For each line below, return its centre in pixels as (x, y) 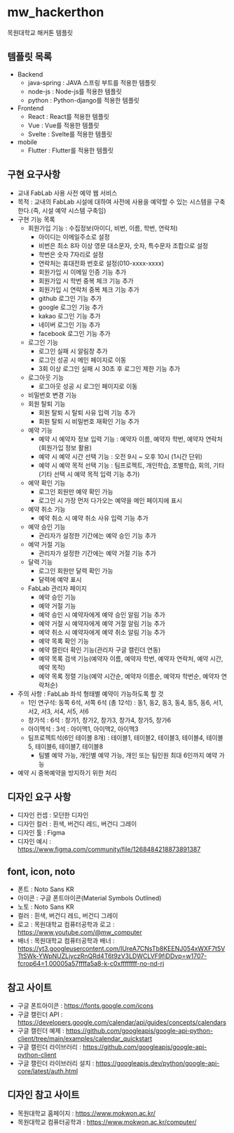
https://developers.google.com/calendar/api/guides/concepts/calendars (122, 1022)
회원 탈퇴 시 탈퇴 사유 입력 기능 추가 (87, 413)
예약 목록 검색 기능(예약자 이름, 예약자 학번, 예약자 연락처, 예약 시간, (131, 659)
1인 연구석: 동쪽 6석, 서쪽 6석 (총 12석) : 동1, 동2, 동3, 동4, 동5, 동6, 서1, (125, 702)
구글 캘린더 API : (40, 1014)
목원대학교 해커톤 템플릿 (40, 32)
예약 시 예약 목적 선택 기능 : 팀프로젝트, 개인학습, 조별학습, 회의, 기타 (131, 465)
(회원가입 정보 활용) (65, 448)
